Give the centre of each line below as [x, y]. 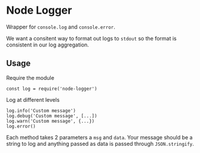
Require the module [30, 77]
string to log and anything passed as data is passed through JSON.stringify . [100, 143]
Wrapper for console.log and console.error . [61, 27]
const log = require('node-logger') [52, 89]
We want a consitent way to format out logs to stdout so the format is [92, 38]
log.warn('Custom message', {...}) [50, 121]
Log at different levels [33, 99]
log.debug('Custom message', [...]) [52, 116]
